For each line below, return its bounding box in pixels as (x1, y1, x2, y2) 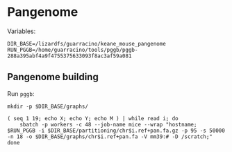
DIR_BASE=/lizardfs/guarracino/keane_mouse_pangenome (7, 40, 167, 47)
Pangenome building (7, 71, 99, 83)
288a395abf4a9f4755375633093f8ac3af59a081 (7, 53, 132, 59)
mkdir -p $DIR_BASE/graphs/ (7, 103, 89, 110)
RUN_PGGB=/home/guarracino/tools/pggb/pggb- (7, 46, 138, 53)
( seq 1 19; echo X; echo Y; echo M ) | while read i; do (7, 115, 179, 122)
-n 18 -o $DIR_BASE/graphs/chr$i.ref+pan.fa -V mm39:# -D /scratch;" (7, 133, 213, 140)
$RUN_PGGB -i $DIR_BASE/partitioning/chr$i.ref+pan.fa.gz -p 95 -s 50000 (7, 127, 226, 134)
